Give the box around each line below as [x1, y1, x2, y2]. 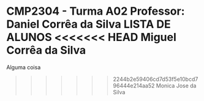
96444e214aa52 [113, 81, 155, 89]
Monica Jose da [156, 81, 197, 89]
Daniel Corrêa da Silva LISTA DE [6, 17, 171, 31]
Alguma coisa [6, 63, 41, 71]
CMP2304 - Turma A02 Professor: [6, 4, 185, 18]
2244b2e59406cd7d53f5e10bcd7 [113, 75, 198, 83]
